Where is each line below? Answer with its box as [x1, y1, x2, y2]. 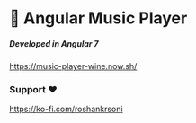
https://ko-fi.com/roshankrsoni [9, 103, 123, 115]
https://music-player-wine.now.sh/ [9, 61, 138, 72]
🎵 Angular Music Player [9, 8, 188, 29]
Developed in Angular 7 [9, 38, 99, 48]
